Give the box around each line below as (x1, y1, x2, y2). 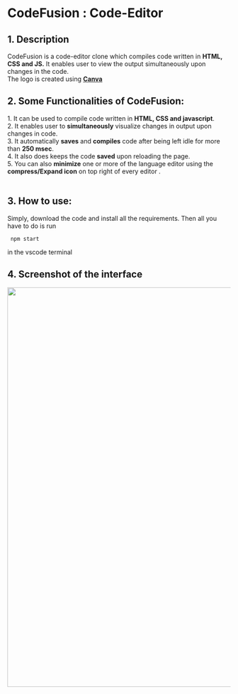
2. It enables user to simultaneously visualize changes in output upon (7, 121, 212, 130)
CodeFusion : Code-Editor (7, 5, 164, 21)
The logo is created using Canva (7, 75, 103, 83)
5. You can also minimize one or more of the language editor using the (7, 159, 214, 168)
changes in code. (7, 129, 58, 138)
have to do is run (7, 222, 57, 230)
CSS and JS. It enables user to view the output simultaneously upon (7, 60, 206, 68)
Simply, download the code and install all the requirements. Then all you (7, 214, 217, 222)
